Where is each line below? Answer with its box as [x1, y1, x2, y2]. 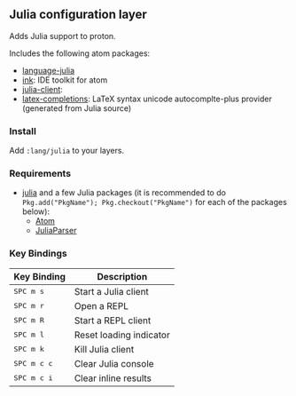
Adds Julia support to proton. [9, 30, 117, 41]
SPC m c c [13, 359, 53, 368]
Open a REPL [74, 299, 129, 312]
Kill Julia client [74, 343, 135, 355]
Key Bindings [9, 248, 68, 260]
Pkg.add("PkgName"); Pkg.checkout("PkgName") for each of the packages [21, 197, 288, 208]
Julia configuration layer [9, 7, 148, 22]
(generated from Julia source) [21, 102, 132, 114]
